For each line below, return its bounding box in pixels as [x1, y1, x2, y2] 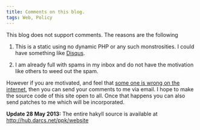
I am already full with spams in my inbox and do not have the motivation [15, 61, 194, 68]
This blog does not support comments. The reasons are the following [6, 31, 178, 38]
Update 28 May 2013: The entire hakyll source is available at [6, 110, 158, 117]
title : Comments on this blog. [6, 8, 85, 15]
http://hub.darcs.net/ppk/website [6, 116, 89, 124]
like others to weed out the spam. [15, 67, 98, 74]
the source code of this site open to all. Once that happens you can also [6, 92, 185, 99]
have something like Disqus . [15, 49, 86, 56]
